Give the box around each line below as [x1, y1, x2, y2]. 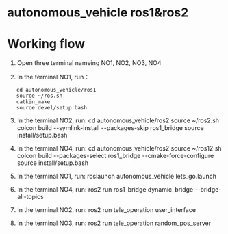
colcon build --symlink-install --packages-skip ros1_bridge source [16, 124, 204, 132]
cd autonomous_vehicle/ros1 [16, 87, 97, 94]
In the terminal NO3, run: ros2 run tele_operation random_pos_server [16, 219, 212, 227]
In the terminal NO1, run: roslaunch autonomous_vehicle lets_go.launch [16, 172, 217, 181]
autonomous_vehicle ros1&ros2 [7, 5, 189, 21]
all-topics [16, 193, 45, 201]
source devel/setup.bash [16, 105, 88, 112]
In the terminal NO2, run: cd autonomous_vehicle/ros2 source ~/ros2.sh [16, 116, 220, 125]
